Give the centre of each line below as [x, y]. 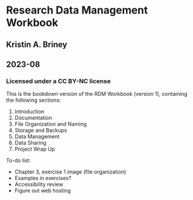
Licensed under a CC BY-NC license [58, 81]
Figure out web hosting [43, 191]
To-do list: [19, 161]
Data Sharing [30, 143]
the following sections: [34, 100]
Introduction [29, 112]
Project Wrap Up [35, 149]
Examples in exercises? [43, 178]
